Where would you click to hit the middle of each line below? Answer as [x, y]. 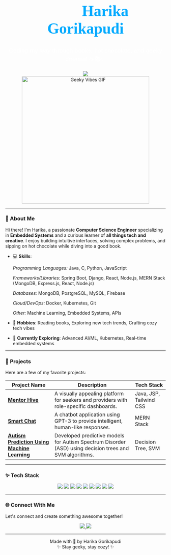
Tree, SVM [147, 449]
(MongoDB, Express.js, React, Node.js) [53, 283]
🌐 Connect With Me [30, 505]
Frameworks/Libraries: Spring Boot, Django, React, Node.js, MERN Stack [89, 277]
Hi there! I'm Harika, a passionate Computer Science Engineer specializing [84, 230]
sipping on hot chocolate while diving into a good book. [63, 246]
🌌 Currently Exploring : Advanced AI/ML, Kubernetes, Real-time [79, 338]
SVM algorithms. [74, 455]
